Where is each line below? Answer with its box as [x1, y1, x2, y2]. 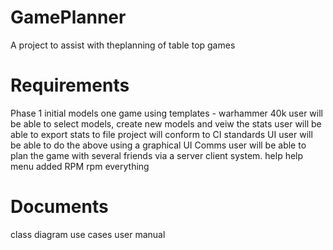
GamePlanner [10, 6, 127, 29]
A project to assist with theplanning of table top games [10, 39, 236, 51]
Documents [10, 196, 109, 218]
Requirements [10, 74, 130, 97]
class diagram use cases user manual [10, 228, 166, 240]
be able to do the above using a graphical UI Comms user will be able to [10, 139, 307, 151]
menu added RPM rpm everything [10, 160, 150, 172]
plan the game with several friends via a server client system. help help [10, 149, 304, 161]
